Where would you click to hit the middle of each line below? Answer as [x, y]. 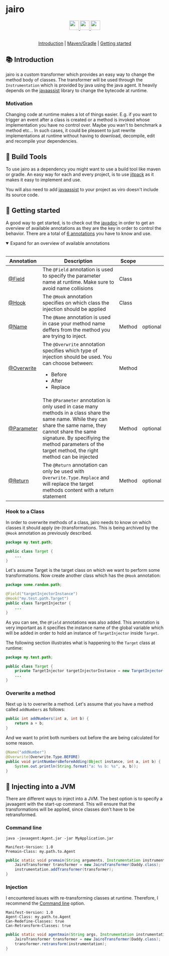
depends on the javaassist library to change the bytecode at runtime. [77, 90]
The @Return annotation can [75, 465]
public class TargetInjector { [38, 603]
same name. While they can [75, 419]
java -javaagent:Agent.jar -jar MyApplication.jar [60, 838]
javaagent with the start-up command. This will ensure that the [70, 804]
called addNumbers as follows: [36, 710]
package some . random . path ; [34, 585]
